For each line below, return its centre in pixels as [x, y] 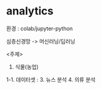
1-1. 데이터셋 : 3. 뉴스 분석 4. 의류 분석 [51, 79]
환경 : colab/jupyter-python [40, 28]
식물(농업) [27, 67]
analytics [30, 11]
